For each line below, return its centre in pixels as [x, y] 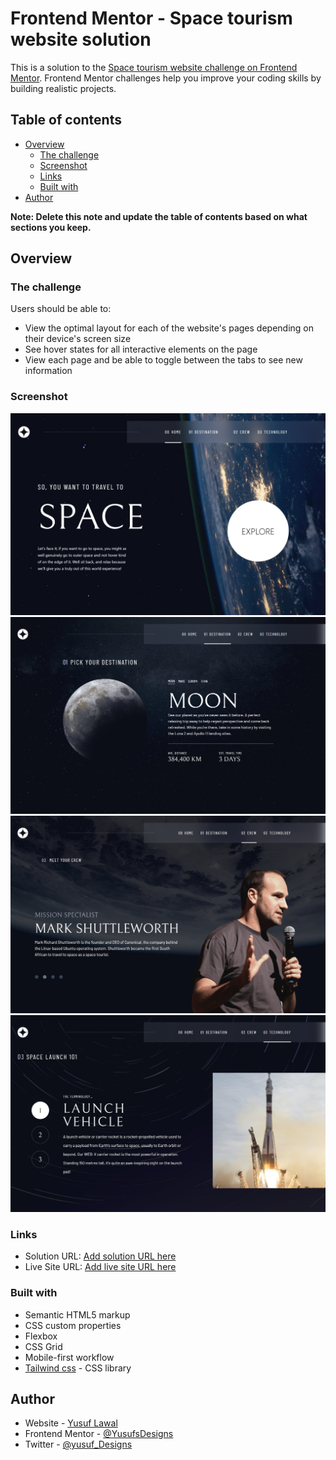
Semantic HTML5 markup [77, 1314]
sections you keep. [51, 227]
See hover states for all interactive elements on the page [141, 349]
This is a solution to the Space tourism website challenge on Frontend [154, 67]
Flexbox [41, 1336]
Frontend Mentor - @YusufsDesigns [99, 1434]
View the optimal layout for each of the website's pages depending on [169, 328]
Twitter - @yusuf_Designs [78, 1444]
